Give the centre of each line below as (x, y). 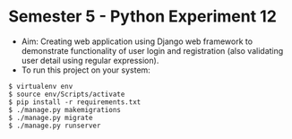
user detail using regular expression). (90, 60)
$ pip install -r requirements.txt (75, 102)
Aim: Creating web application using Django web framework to (137, 41)
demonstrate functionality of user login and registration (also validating (152, 50)
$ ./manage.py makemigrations (65, 109)
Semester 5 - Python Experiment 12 (142, 17)
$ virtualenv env (41, 86)
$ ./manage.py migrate (51, 117)
